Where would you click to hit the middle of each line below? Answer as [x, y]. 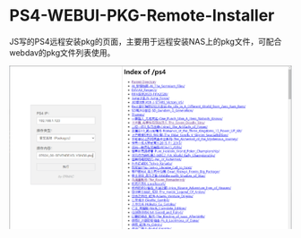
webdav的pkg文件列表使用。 [62, 52]
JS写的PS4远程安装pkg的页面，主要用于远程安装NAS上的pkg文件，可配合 [146, 41]
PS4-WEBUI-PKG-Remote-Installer [142, 16]
